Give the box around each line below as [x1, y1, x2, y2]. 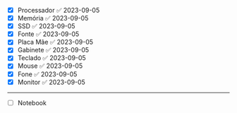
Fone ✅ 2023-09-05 [17, 70, 78, 78]
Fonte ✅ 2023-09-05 [17, 30, 80, 38]
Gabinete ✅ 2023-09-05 [17, 46, 90, 54]
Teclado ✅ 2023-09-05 [17, 54, 86, 62]
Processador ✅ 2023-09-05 [17, 6, 100, 14]
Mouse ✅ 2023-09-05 [17, 61, 83, 70]
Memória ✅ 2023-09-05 [17, 14, 89, 23]
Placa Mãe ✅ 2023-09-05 [17, 38, 94, 47]
